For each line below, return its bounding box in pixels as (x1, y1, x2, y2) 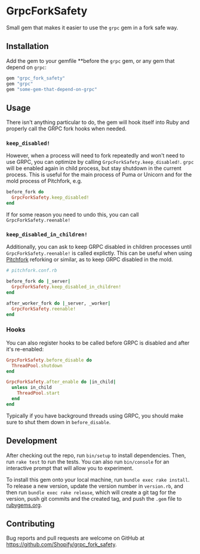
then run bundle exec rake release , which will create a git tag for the (6, 489, 176, 496)
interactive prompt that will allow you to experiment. (6, 464, 134, 471)
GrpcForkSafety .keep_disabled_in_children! (11, 284, 121, 290)
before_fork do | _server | (6, 278, 70, 285)
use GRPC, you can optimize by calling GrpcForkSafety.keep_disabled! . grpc (6, 159, 194, 166)
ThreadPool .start (17, 390, 60, 396)
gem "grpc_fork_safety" (6, 75, 66, 81)
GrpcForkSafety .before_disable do (6, 357, 93, 363)
